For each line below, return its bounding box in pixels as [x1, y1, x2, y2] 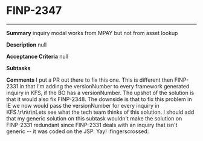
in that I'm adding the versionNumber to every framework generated [19, 82, 190, 90]
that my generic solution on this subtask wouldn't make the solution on [6, 114, 182, 122]
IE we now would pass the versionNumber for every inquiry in [6, 102, 159, 109]
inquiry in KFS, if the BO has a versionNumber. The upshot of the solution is [6, 89, 195, 96]
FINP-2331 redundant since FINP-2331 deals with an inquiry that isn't [6, 121, 178, 128]
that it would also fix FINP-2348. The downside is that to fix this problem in [6, 95, 192, 103]
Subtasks [6, 64, 31, 71]
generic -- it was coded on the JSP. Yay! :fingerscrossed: [6, 128, 149, 135]
